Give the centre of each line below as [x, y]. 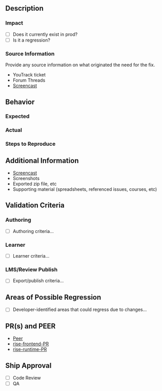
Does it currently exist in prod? [45, 34]
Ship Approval [28, 366]
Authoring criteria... [33, 231]
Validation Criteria [35, 206]
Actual [14, 130]
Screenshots [26, 179]
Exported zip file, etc [35, 184]
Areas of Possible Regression [53, 297]
